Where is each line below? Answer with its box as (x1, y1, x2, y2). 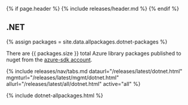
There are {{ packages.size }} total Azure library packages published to (6, 50, 181, 57)
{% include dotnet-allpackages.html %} (6, 92, 103, 99)
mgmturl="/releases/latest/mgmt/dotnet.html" (6, 74, 119, 81)
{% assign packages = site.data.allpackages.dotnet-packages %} (6, 38, 168, 45)
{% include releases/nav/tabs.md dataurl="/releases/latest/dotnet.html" (6, 67, 183, 75)
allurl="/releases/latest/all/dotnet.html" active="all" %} (6, 80, 141, 87)
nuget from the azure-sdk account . (6, 56, 93, 63)
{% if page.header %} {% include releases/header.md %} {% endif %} (6, 5, 179, 12)
